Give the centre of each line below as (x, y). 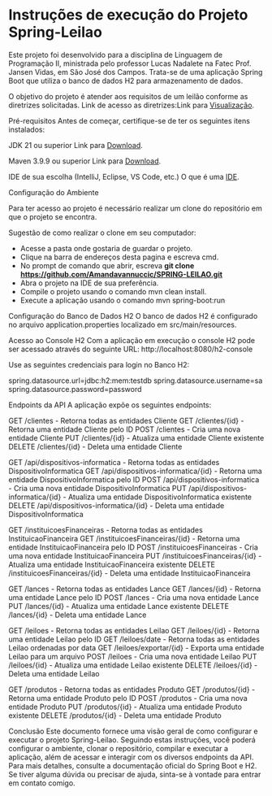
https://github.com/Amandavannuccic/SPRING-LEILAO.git (121, 274)
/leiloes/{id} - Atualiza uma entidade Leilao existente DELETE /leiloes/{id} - (133, 665)
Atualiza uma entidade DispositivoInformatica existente (160, 497)
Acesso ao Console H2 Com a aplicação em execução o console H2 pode (132, 340)
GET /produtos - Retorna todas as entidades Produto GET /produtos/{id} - (132, 689)
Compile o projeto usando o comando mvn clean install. (113, 291)
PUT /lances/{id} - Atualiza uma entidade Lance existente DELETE (119, 606)
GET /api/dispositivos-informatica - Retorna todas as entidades (114, 462)
